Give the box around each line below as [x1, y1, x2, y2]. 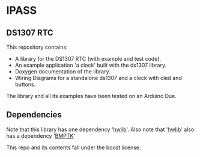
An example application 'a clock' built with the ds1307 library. [14, 61, 167, 69]
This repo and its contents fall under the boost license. [6, 144, 141, 151]
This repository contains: [6, 43, 68, 51]
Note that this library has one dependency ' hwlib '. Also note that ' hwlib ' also [6, 126, 195, 133]
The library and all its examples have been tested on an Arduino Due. [6, 93, 177, 99]
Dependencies [6, 109, 62, 120]
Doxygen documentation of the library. [14, 68, 111, 75]
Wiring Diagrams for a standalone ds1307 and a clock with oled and [14, 75, 182, 81]
